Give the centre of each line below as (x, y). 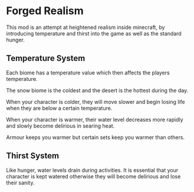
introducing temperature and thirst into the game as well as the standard (94, 33)
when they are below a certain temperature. (59, 108)
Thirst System (33, 156)
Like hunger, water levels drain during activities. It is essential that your (92, 170)
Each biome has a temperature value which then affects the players (88, 73)
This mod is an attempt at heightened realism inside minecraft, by (86, 27)
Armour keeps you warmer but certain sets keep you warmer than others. (95, 137)
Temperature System (46, 58)
